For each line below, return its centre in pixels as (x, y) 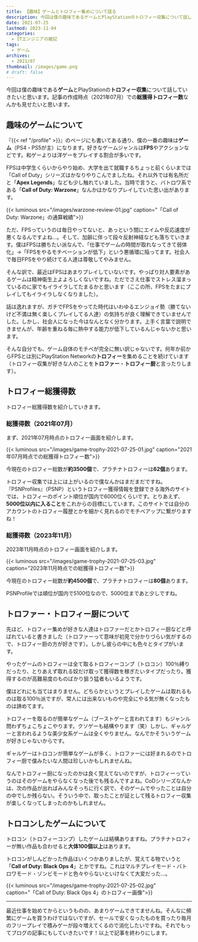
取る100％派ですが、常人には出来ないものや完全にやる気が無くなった (101, 699)
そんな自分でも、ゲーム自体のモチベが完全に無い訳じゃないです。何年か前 (96, 349)
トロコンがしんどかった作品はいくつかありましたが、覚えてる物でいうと (94, 859)
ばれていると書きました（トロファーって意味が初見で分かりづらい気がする (96, 637)
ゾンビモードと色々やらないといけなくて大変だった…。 (104, 874)
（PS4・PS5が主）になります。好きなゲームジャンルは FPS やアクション (98, 148)
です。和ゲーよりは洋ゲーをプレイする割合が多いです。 (77, 155)
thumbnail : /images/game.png (42, 67)
